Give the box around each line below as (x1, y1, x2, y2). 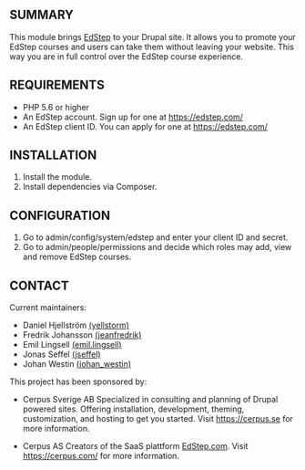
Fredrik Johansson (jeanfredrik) (22, 329, 142, 340)
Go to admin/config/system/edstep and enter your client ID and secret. (22, 232, 289, 243)
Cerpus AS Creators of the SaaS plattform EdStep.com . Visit (22, 441, 249, 452)
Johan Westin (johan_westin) (22, 359, 132, 370)
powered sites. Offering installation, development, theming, (22, 403, 245, 414)
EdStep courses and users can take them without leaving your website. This (9, 41, 294, 52)
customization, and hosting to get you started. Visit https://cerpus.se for (22, 413, 294, 424)
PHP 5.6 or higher (22, 101, 89, 112)
